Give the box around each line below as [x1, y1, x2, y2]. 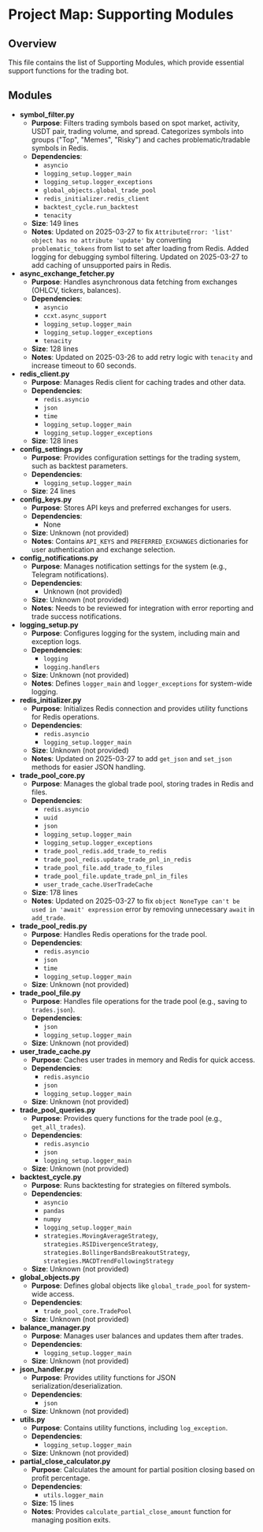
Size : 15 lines [31, 1498, 75, 1508]
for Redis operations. [31, 712, 100, 721]
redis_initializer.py [19, 695, 82, 705]
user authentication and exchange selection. [31, 545, 176, 554]
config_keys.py [19, 494, 72, 504]
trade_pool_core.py [19, 770, 85, 780]
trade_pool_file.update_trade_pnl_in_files [43, 872, 188, 880]
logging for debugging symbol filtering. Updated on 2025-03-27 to [31, 252, 248, 261]
